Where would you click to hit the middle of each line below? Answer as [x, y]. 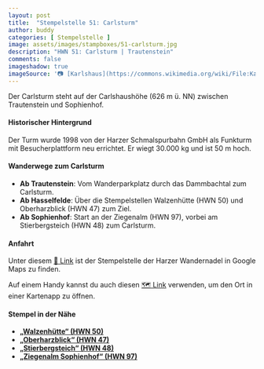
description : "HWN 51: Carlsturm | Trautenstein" [91, 52]
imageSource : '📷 [36, 74]
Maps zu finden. [35, 269]
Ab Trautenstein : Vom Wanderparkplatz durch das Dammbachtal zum [133, 184]
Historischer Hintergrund [50, 122]
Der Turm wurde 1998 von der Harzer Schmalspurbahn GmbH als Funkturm [130, 140]
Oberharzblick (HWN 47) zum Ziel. [75, 209]
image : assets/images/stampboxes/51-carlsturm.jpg [93, 45]
